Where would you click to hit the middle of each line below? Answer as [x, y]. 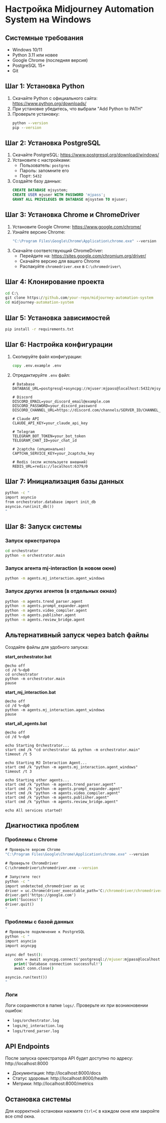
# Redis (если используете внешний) [50, 462]
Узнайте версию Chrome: [39, 232]
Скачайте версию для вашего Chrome [60, 261]
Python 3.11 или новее [35, 55]
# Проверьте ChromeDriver [32, 863]
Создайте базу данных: [37, 181]
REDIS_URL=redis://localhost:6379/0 [50, 466]
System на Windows [48, 20]
